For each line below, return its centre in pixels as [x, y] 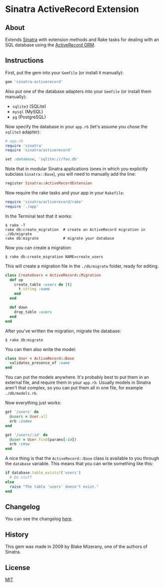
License [18, 568]
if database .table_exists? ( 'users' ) [43, 473]
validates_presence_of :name [40, 363]
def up [16, 280]
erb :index [21, 421]
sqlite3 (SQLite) [29, 106]
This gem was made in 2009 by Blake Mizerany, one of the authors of [76, 547]
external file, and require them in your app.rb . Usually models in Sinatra [78, 382]
